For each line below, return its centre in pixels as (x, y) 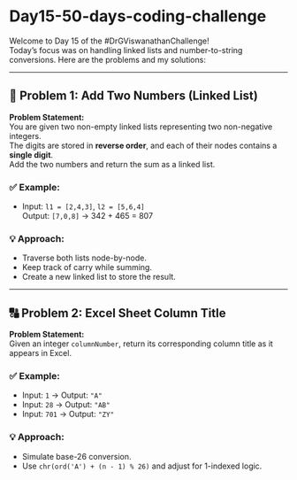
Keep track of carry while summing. (87, 267)
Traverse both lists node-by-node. (84, 258)
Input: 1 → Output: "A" (62, 395)
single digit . (31, 155)
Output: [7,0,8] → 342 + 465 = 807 (87, 216)
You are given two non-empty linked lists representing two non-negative (141, 127)
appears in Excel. (41, 353)
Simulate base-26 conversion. (76, 456)
